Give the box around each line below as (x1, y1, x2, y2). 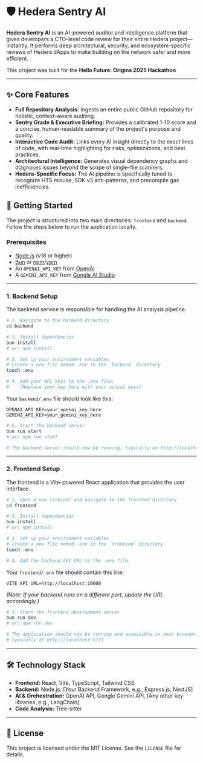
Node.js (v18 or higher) (14, 252, 72, 259)
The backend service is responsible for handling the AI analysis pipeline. (6, 306, 187, 313)
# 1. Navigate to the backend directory (6, 317, 110, 324)
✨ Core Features (6, 90, 69, 100)
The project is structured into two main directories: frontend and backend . (6, 216, 188, 224)
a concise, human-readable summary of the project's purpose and (14, 125, 181, 132)
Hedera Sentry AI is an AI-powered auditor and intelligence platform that (6, 28, 188, 36)
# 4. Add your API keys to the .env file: (6, 378, 115, 385)
